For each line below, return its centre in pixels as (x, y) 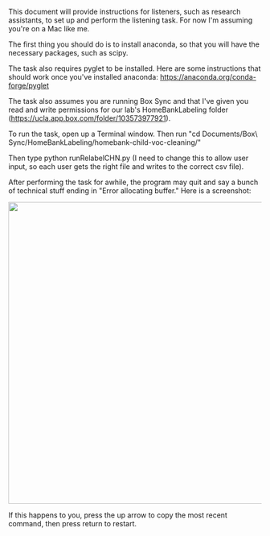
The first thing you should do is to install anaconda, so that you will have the (134, 44)
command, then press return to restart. (73, 524)
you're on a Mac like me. (49, 29)
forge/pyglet (29, 85)
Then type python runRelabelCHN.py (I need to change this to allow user (129, 158)
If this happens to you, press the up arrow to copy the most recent (118, 515)
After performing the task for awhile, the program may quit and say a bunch (133, 182)
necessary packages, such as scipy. (68, 53)
